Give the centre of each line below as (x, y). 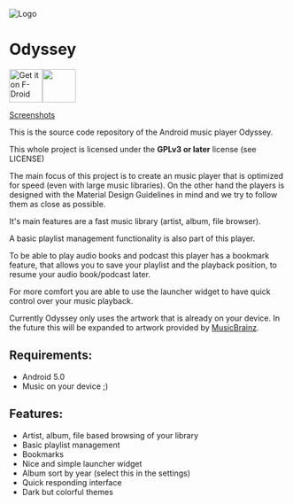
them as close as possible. (58, 204)
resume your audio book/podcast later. (80, 274)
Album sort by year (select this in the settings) (106, 473)
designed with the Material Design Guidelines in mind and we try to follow (143, 194)
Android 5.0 (43, 376)
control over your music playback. (71, 300)
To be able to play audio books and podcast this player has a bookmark (139, 255)
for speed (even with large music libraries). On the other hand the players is (147, 185)
